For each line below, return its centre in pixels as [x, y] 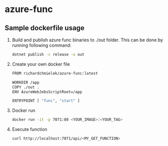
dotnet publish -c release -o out [48, 54]
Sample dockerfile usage [45, 28]
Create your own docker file [41, 64]
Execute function [29, 129]
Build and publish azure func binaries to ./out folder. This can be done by [88, 40]
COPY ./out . [26, 87]
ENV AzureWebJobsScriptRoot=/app [47, 92]
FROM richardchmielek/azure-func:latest [55, 73]
